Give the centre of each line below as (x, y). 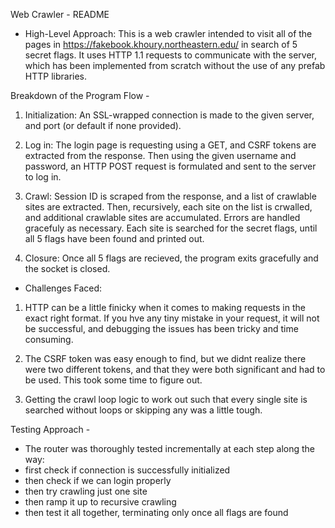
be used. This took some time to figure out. (113, 380)
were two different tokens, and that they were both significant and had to (175, 369)
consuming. (49, 339)
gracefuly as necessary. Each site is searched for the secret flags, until (171, 228)
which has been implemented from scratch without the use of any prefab (175, 65)
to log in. (43, 177)
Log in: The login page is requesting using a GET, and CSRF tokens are (170, 145)
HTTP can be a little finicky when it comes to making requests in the (165, 307)
